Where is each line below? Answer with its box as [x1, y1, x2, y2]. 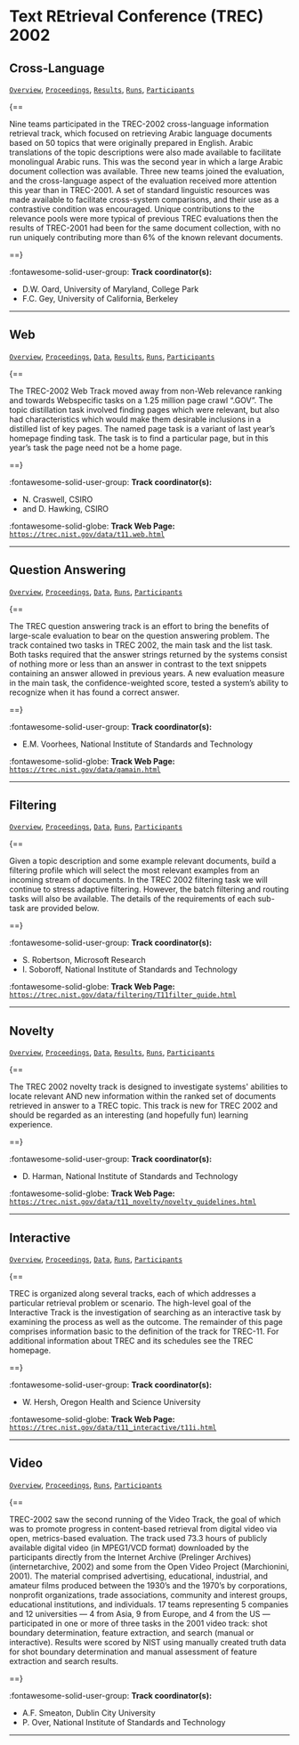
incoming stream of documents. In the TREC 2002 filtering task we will [9, 875, 269, 885]
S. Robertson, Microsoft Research [21, 955, 146, 965]
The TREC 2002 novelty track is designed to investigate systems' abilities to [9, 1081, 288, 1092]
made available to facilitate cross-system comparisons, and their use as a [9, 194, 279, 205]
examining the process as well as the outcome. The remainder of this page [9, 1317, 283, 1328]
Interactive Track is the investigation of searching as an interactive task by [9, 1307, 282, 1318]
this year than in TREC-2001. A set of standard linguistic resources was [9, 185, 271, 195]
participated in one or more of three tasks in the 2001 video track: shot [9, 1618, 269, 1628]
